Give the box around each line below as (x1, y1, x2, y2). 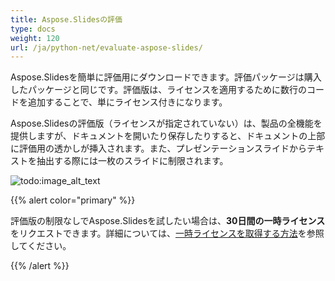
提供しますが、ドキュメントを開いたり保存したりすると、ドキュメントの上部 (10, 130, 326, 142)
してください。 (10, 240, 72, 252)
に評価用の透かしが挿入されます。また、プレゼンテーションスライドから (10, 142, 308, 155)
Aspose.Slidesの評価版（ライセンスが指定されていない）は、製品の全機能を (10, 117, 323, 130)
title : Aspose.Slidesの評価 (10, 14, 123, 25)
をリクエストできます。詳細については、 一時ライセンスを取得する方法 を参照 (10, 227, 325, 240)
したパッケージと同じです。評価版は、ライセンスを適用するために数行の (10, 84, 308, 96)
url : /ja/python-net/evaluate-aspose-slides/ (10, 42, 203, 53)
